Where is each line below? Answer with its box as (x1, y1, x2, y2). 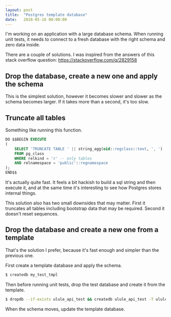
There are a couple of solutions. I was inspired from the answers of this (5, 51, 155, 58)
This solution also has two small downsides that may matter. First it (5, 200, 146, 206)
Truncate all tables (5, 113, 66, 122)
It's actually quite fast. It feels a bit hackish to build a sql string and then (5, 179, 156, 185)
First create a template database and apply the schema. (5, 262, 122, 268)
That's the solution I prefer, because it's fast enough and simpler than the (5, 247, 159, 253)
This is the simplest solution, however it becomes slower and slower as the (5, 93, 162, 99)
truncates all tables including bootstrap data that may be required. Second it (5, 205, 165, 212)
